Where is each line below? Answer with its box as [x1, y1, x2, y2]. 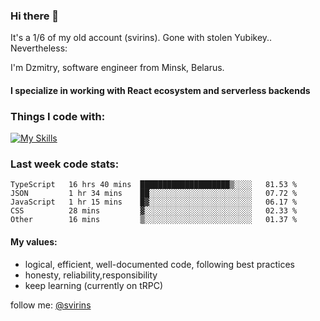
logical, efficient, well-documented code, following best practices [24, 258, 295, 270]
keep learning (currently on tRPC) [24, 279, 163, 291]
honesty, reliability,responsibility [24, 269, 158, 281]
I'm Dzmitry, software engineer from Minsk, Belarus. [10, 62, 225, 74]
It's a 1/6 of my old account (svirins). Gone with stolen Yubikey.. [10, 32, 273, 44]
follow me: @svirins [10, 299, 92, 311]
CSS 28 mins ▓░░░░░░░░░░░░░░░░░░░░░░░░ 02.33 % [10, 206, 298, 216]
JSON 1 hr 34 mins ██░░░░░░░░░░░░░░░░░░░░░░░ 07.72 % [10, 189, 298, 199]
